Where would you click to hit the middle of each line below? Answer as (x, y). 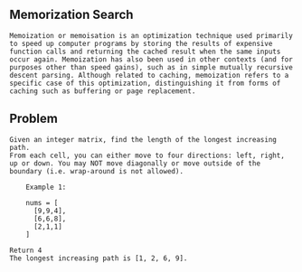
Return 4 (26, 250)
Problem (34, 119)
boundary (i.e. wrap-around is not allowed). (96, 171)
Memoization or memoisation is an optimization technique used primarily (151, 35)
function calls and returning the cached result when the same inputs (145, 52)
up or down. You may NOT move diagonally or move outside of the (135, 163)
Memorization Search (71, 15)
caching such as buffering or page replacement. (103, 91)
